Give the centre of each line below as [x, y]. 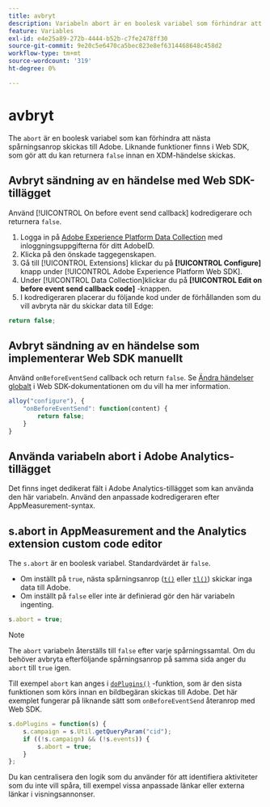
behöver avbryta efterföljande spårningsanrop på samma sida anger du [127, 659]
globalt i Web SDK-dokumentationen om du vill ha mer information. [119, 387]
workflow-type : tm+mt [45, 53]
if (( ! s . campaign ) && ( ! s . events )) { [86, 739]
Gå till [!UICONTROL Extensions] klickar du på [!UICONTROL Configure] [140, 263]
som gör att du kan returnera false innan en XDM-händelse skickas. [122, 155]
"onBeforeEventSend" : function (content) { [95, 409]
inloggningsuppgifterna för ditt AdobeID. [87, 245]
